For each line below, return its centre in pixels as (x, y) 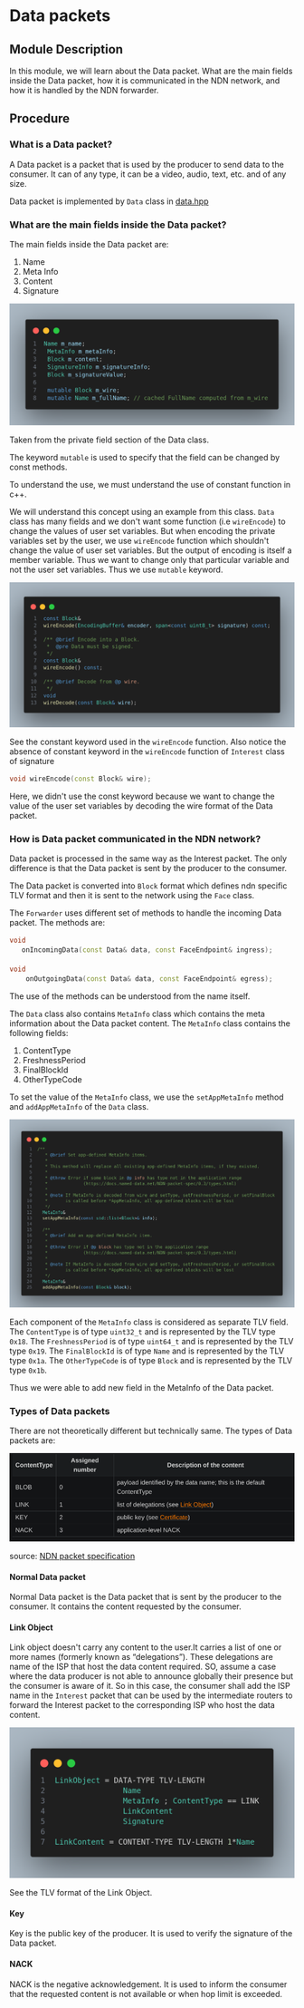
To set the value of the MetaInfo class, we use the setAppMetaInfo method (147, 1097)
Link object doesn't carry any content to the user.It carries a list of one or (146, 1647)
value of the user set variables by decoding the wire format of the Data (141, 805)
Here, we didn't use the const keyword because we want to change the (142, 796)
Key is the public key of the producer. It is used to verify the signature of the (151, 1934)
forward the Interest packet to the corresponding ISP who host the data (142, 1705)
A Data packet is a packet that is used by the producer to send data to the (147, 164)
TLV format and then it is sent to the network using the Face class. (132, 896)
